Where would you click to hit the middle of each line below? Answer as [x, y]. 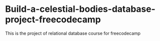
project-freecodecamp [53, 20]
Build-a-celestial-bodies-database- [80, 9]
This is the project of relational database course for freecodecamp [73, 33]
